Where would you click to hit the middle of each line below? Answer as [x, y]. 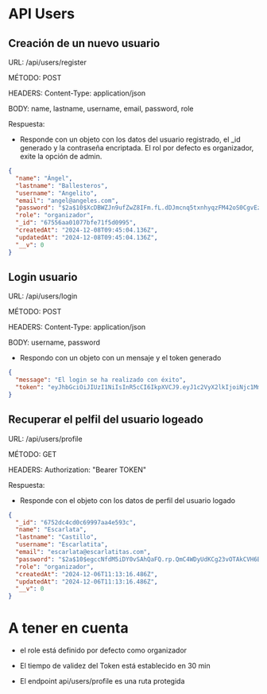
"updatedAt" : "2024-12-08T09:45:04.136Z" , [87, 237]
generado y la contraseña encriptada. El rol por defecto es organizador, [137, 148]
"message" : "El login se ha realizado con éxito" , [101, 380]
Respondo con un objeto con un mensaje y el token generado [120, 358]
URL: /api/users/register [48, 62]
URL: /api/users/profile [45, 439]
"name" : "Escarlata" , [51, 530]
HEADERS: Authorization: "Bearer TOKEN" [77, 470]
